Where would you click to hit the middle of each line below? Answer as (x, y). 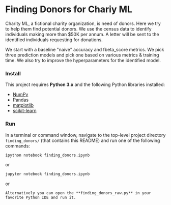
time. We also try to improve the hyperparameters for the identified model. (83, 60)
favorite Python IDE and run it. (41, 198)
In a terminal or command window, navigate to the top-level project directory (85, 135)
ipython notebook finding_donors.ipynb (48, 155)
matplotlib (23, 105)
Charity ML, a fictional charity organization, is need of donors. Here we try (83, 23)
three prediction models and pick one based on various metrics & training (82, 55)
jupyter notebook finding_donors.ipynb (48, 174)
